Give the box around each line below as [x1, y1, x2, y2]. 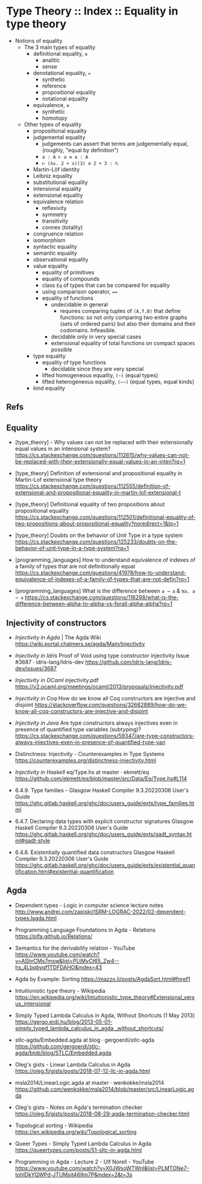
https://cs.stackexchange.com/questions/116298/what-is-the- [25, 594, 179, 601]
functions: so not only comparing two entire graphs [60, 314, 188, 321]
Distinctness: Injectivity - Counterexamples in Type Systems [14, 750, 165, 757]
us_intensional [14, 1000, 51, 1007]
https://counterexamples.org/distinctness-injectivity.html [14, 757, 157, 764]
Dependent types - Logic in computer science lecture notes [14, 901, 164, 909]
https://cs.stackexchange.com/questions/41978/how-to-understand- [14, 569, 187, 576]
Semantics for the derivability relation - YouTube [14, 944, 136, 952]
